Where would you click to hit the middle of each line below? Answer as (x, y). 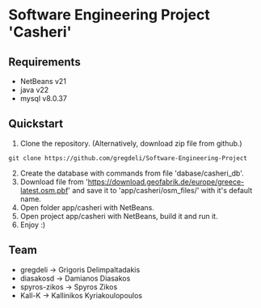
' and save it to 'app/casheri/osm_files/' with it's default (160, 190)
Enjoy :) (33, 225)
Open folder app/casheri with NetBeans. (87, 207)
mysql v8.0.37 (43, 98)
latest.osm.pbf (44, 190)
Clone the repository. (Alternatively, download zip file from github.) (131, 143)
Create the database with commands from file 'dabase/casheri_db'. (132, 173)
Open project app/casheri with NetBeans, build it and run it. (119, 216)
